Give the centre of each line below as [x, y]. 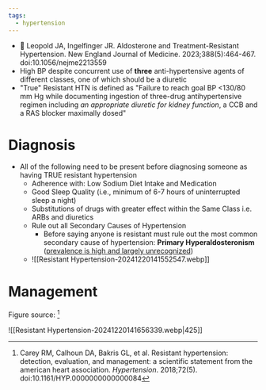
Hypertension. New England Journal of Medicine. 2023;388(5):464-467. [137, 54]
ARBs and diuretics [63, 217]
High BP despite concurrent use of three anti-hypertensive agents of [132, 71]
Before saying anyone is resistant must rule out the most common [150, 234]
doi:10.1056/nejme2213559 [63, 62]
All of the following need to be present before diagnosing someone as [133, 166]
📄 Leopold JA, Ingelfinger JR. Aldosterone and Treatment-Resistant [129, 45]
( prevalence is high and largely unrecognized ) [118, 251]
